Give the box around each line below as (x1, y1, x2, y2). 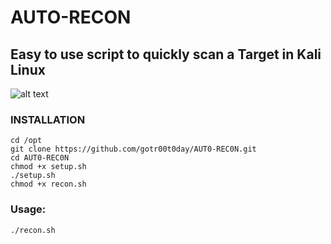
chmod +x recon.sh (10, 179, 87, 190)
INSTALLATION (10, 112, 86, 126)
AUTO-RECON (10, 6, 132, 29)
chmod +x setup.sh (10, 162, 87, 172)
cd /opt (10, 136, 43, 146)
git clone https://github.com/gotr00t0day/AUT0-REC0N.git (10, 144, 257, 155)
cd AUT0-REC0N (10, 153, 70, 163)
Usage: (10, 202, 47, 216)
